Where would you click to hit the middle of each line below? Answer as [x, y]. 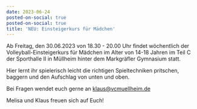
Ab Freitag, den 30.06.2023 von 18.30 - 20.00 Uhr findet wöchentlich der [98, 46]
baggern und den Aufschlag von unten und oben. [68, 77]
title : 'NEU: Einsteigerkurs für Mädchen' [61, 29]
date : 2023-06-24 [28, 12]
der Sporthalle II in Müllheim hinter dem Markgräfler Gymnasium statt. [94, 59]
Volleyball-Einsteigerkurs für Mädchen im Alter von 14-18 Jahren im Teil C [98, 53]
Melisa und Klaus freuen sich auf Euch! [55, 101]
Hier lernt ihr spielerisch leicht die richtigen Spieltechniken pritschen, [93, 71]
